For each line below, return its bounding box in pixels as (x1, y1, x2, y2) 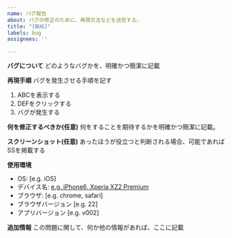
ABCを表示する (17, 91, 61, 99)
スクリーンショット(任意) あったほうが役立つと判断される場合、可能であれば (7, 137, 225, 146)
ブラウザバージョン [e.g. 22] (17, 200, 98, 208)
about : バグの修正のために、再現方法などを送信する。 (7, 17, 142, 23)
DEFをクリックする (17, 99, 72, 108)
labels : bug (7, 29, 41, 37)
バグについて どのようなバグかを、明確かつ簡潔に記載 (7, 61, 160, 70)
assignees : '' (7, 36, 48, 43)
